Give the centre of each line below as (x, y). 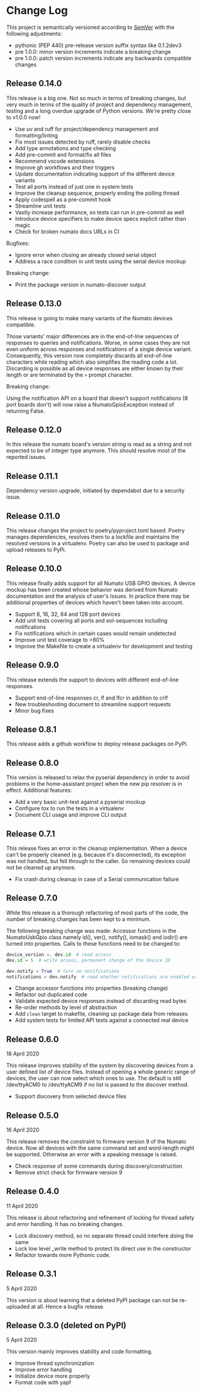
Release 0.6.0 (32, 1039)
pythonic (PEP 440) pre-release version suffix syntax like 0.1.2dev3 (98, 45)
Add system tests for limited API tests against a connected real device (102, 1020)
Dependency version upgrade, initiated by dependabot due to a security (96, 491)
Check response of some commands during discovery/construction (99, 1166)
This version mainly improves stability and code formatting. (80, 1352)
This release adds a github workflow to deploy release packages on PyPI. (97, 744)
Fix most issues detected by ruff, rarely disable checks (83, 142)
